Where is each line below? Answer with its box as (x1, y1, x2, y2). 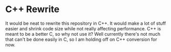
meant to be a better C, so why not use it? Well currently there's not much (5, 31, 161, 37)
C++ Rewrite (5, 4, 60, 15)
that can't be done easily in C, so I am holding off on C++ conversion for (5, 36, 157, 42)
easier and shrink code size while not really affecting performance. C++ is (5, 25, 161, 31)
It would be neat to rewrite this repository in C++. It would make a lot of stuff (5, 20, 166, 26)
